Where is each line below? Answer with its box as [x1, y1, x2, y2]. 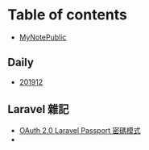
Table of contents [7, 6, 128, 24]
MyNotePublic [19, 32, 67, 42]
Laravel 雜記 [7, 102, 69, 116]
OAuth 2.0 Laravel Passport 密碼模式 [19, 125, 142, 135]
